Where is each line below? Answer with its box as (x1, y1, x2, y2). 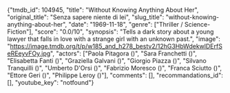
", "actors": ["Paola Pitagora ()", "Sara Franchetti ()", (50, 49, 198, 57)
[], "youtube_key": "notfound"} (7, 79, 94, 86)
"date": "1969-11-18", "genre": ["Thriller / (68, 21, 184, 28)
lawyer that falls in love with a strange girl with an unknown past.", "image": (7, 35, 220, 43)
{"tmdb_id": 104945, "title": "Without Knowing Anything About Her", (7, 6, 199, 14)
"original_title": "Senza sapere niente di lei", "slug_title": (7, 13, 165, 21)
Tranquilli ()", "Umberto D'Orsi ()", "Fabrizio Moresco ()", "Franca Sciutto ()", (7, 64, 222, 72)
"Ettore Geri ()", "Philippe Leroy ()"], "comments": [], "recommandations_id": (7, 71, 224, 79)
